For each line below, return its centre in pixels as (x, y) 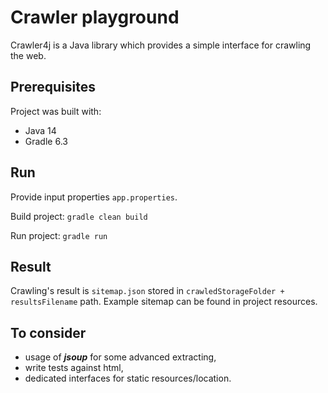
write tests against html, (74, 368)
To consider (48, 332)
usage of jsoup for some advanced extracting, (120, 357)
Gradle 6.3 (46, 141)
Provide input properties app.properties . (94, 197)
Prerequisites (53, 87)
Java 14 (40, 130)
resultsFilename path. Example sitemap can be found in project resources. (164, 302)
